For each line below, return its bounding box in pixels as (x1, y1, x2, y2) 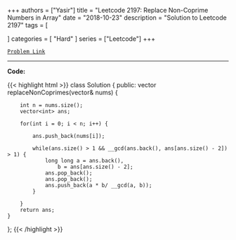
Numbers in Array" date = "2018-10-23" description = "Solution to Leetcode (7, 13, 227, 22)
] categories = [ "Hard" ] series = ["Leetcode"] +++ (7, 34, 156, 43)
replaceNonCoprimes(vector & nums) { (7, 88, 118, 96)
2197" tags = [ (7, 21, 48, 29)
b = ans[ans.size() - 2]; (57, 163, 133, 170)
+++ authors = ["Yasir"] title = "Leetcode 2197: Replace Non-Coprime (7, 6, 209, 14)
